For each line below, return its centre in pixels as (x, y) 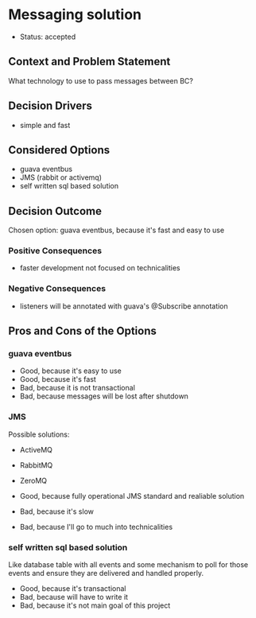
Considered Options (59, 150)
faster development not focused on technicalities (100, 268)
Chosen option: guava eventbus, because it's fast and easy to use (116, 230)
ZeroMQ (33, 480)
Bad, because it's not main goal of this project (95, 605)
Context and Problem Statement (89, 62)
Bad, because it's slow (56, 511)
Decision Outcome (55, 211)
